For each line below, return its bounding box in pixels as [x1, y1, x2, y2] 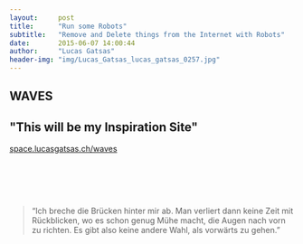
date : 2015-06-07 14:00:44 [9, 38, 136, 48]
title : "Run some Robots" [9, 22, 128, 31]
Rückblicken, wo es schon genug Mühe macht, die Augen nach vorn [31, 215, 287, 226]
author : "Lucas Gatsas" [9, 47, 116, 56]
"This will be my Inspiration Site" [9, 119, 199, 135]
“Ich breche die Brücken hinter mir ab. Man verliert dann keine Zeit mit [31, 205, 294, 217]
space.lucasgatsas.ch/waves [9, 144, 118, 155]
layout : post [9, 13, 75, 23]
